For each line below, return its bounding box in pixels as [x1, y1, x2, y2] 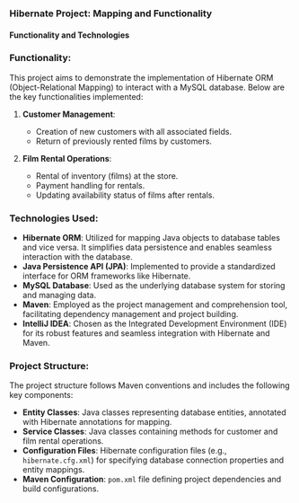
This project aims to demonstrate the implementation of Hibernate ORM [9, 72, 274, 83]
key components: [9, 390, 74, 401]
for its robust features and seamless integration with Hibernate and [22, 328, 271, 339]
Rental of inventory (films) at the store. [35, 170, 179, 181]
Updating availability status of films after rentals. [35, 190, 215, 200]
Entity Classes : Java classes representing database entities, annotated [22, 407, 286, 418]
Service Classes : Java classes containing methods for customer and [22, 426, 278, 437]
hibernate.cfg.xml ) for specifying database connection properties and [22, 454, 285, 465]
